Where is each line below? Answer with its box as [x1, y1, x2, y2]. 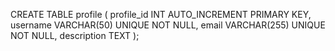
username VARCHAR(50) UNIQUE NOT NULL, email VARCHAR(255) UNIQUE [10, 19, 326, 31]
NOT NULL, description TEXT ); [10, 30, 140, 41]
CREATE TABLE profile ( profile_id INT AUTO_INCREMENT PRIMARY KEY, [10, 9, 312, 20]
